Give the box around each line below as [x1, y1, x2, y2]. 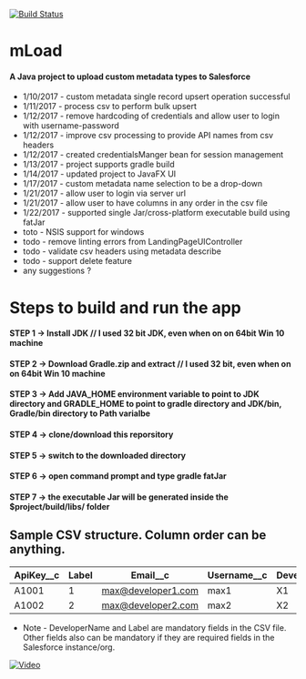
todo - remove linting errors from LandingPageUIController [22, 237, 243, 248]
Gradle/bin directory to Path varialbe [9, 408, 151, 419]
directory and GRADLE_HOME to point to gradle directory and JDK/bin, [9, 399, 282, 410]
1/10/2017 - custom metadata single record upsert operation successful [22, 91, 291, 102]
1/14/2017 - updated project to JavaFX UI [22, 168, 177, 179]
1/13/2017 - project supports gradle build [22, 159, 175, 170]
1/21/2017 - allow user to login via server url [22, 187, 187, 199]
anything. [9, 542, 66, 557]
